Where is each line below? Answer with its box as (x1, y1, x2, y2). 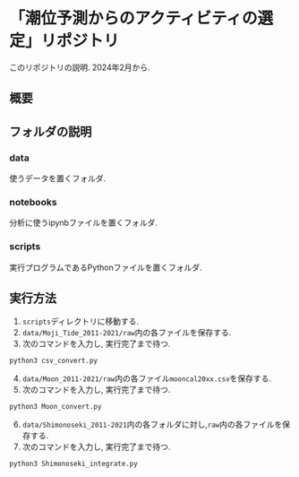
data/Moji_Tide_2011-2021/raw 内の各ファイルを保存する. (21, 327, 232, 338)
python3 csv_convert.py (9, 356, 98, 366)
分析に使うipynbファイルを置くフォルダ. (9, 217, 158, 229)
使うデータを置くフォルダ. (9, 173, 107, 184)
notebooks (9, 195, 57, 208)
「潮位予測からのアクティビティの (9, 8, 258, 29)
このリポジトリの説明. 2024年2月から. (9, 62, 150, 73)
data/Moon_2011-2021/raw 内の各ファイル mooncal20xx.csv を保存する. (21, 373, 271, 384)
